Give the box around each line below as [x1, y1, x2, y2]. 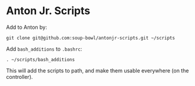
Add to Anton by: [6, 24, 47, 31]
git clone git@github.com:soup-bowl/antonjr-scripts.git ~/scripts [6, 35, 176, 41]
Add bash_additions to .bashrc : [6, 45, 82, 52]
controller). [6, 73, 34, 80]
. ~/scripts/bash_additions [6, 57, 75, 62]
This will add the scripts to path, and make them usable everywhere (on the [6, 67, 189, 74]
